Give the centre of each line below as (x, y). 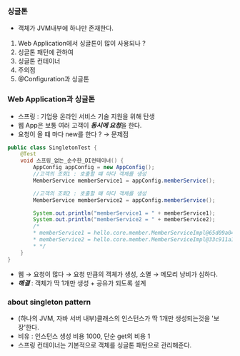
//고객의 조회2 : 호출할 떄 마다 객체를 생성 (90, 193)
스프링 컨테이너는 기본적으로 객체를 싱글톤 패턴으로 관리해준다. (105, 345)
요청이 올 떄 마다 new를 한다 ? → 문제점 (73, 134)
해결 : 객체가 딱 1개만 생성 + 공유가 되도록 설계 (82, 283)
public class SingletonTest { (52, 148)
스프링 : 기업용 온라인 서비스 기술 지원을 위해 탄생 (86, 116)
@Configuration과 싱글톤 (53, 79)
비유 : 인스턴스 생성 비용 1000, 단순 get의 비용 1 (84, 336)
